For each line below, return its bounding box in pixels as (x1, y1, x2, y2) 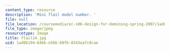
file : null (5, 17, 28, 22)
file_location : (5, 21, 37, 27)
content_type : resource (5, 7, 56, 13)
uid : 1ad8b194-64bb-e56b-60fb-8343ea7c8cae (5, 40, 99, 45)
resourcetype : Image (5, 31, 49, 36)
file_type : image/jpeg (5, 26, 53, 31)
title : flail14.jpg (5, 36, 47, 41)
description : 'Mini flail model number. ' (5, 12, 96, 17)
